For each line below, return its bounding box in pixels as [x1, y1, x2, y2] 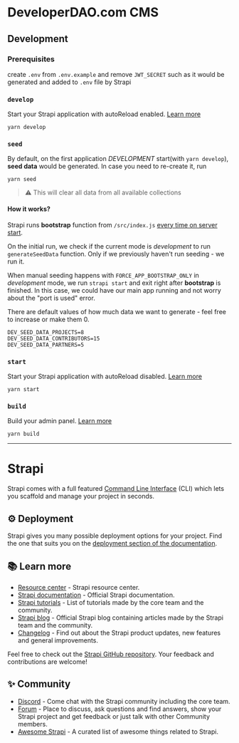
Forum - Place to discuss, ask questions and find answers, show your [17, 705, 222, 713]
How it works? [7, 204, 51, 214]
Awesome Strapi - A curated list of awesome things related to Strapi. [17, 727, 219, 736]
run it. [7, 257, 25, 266]
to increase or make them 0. [7, 315, 90, 323]
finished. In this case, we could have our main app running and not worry [7, 286, 222, 294]
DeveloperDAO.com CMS [7, 4, 159, 21]
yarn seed [7, 176, 37, 183]
